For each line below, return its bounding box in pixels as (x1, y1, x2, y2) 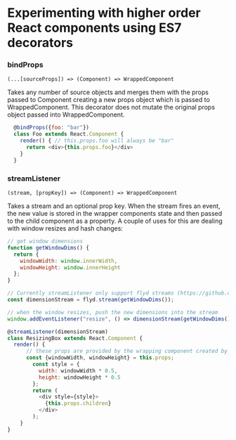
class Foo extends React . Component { (13, 131, 124, 138)
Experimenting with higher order (7, 5, 202, 21)
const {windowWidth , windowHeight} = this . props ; (25, 354, 174, 361)
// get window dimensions (7, 238, 83, 245)
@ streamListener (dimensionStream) (7, 328, 109, 335)
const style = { (32, 361, 80, 368)
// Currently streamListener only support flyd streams (7, 290, 174, 297)
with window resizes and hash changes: (7, 224, 123, 233)
